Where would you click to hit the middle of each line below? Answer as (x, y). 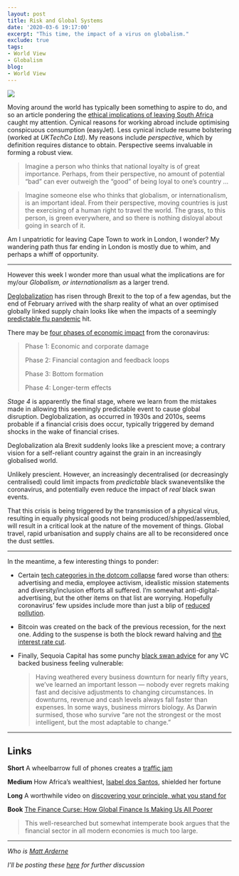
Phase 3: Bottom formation (64, 373)
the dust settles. (31, 540)
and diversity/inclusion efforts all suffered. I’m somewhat (101, 590)
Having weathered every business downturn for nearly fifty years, (132, 677)
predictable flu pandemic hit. (49, 319)
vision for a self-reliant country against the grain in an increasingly (105, 453)
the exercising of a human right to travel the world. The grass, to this (125, 210)
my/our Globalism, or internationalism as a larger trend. (88, 282)
